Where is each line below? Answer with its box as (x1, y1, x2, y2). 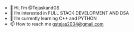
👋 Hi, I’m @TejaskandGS (9, 5, 60, 10)
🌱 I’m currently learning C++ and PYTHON (9, 15, 97, 21)
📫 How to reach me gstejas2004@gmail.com (9, 21, 104, 27)
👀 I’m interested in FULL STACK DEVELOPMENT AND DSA (9, 10, 130, 16)
